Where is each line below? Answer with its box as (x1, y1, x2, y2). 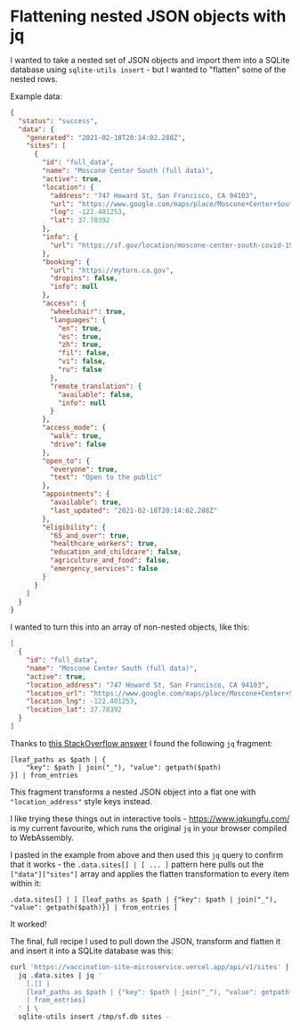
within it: (10, 878, 42, 888)
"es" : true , (57, 332, 102, 341)
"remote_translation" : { (49, 382, 142, 391)
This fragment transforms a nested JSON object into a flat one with (10, 787, 256, 797)
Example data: (10, 91, 63, 102)
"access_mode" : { (42, 424, 106, 433)
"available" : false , (57, 390, 134, 399)
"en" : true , (57, 324, 102, 333)
